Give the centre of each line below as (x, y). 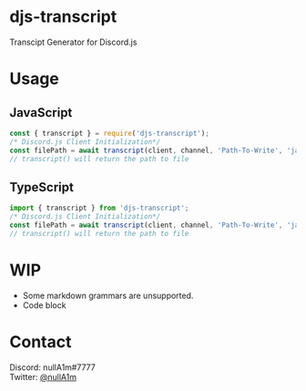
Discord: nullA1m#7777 (52, 367)
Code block (44, 305)
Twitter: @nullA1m (43, 376)
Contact (41, 341)
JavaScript (41, 113)
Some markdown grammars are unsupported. (108, 295)
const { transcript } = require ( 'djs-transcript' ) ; (109, 133)
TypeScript (42, 187)
